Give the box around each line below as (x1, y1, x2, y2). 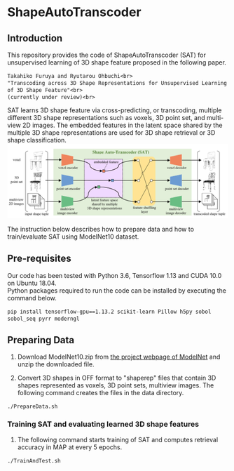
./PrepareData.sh (7, 403, 58, 411)
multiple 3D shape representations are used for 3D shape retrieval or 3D (7, 128, 216, 137)
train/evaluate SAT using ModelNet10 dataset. (7, 232, 139, 241)
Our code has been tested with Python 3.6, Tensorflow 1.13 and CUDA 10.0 (7, 271, 222, 279)
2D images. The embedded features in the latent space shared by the (22, 121, 223, 129)
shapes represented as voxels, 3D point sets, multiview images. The (17, 381, 214, 390)
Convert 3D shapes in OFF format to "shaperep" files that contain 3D (17, 373, 216, 383)
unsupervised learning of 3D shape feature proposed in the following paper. (7, 58, 226, 67)
